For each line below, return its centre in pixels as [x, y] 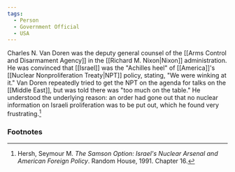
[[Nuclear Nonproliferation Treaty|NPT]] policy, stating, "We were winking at [117, 76]
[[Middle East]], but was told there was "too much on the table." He [104, 90]
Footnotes [25, 131]
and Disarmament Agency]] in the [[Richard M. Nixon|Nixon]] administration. [117, 61]
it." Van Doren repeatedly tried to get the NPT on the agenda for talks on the [116, 83]
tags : [15, 14]
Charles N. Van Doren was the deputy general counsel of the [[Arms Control [117, 53]
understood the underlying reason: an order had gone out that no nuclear [113, 98]
